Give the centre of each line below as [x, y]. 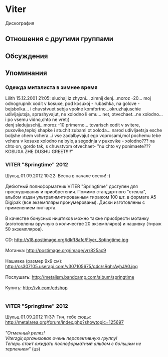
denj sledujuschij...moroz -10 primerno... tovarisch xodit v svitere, [73, 125]
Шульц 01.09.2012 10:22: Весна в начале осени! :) [58, 175]
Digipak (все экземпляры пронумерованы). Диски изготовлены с [75, 202]
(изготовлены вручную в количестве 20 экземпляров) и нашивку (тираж [83, 223]
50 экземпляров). [24, 229]
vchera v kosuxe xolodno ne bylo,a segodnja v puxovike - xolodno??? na [80, 141]
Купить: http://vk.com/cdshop [36, 288]
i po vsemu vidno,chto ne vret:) [37, 120]
